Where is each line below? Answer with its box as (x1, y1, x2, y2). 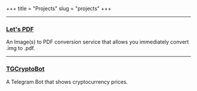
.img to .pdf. (6, 45, 35, 52)
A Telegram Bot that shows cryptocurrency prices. (6, 78, 128, 85)
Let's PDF (6, 25, 34, 33)
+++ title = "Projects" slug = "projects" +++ (6, 5, 111, 12)
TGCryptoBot (6, 65, 45, 73)
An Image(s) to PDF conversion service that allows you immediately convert (6, 38, 189, 46)
